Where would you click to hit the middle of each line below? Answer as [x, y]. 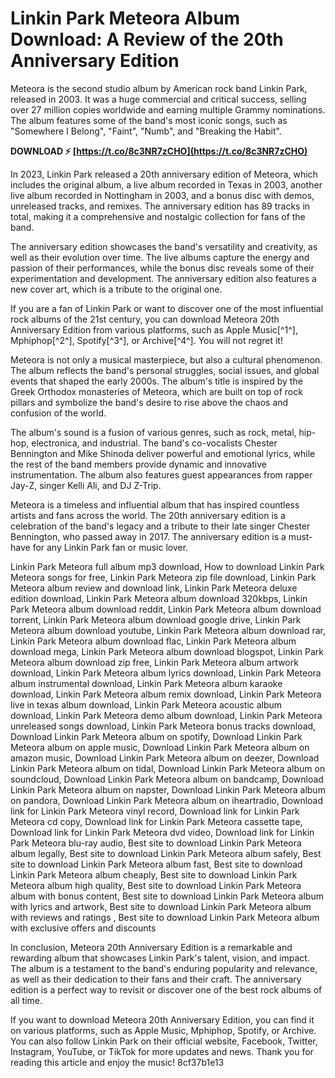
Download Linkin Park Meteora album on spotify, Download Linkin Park [156, 736]
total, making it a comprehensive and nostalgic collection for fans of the [158, 216]
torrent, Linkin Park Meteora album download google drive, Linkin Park [156, 619]
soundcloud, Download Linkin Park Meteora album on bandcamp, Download [167, 779]
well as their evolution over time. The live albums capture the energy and [160, 257]
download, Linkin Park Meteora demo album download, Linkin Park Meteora [166, 715]
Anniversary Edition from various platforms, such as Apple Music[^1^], [154, 329]
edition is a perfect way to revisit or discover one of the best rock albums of [166, 989]
